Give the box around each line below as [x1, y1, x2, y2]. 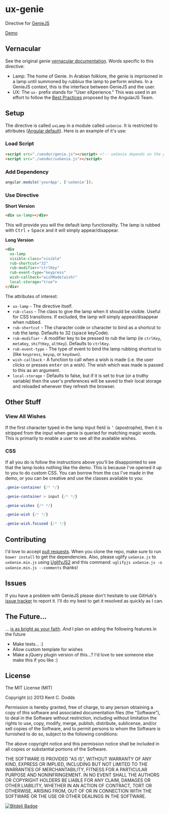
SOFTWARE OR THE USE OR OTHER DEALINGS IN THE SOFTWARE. [5, 793, 146, 799]
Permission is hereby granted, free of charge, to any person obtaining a [5, 704, 153, 710]
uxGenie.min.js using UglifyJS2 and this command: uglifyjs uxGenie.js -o [5, 559, 162, 565]
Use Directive [5, 191, 39, 198]
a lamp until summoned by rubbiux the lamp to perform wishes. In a [12, 78, 152, 84]
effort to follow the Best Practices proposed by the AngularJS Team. [12, 94, 154, 100]
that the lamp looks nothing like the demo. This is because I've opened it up [5, 464, 162, 470]
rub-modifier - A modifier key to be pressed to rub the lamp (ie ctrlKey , [12, 335, 162, 341]
